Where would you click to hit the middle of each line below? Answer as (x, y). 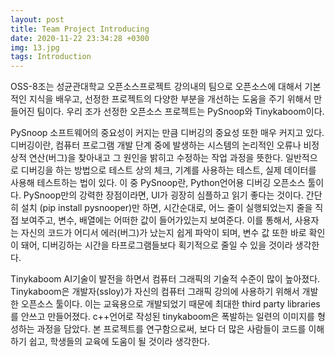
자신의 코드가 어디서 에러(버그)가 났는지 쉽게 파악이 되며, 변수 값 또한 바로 (163, 233)
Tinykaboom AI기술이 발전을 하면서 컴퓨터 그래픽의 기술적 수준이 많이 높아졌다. (165, 279)
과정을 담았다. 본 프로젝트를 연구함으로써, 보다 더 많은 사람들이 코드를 (171, 329)
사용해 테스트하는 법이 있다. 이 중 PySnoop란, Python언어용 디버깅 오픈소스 (158, 183)
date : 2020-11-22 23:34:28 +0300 (80, 38)
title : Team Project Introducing (80, 29)
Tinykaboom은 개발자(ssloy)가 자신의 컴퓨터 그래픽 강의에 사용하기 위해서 (155, 292)
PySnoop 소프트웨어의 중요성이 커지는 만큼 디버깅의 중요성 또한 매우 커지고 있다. (167, 133)
